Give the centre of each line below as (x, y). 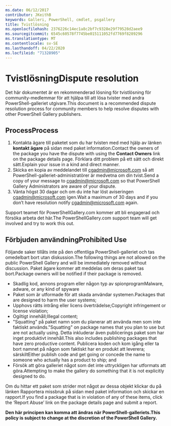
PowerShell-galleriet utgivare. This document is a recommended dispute (81, 104)
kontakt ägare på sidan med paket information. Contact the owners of (86, 148)
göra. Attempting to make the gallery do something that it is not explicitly (88, 371)
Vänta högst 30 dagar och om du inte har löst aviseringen (73, 192)
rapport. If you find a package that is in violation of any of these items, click (84, 397)
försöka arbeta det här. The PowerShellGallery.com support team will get (81, 218)
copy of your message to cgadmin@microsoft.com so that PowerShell (86, 181)
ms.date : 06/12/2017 (27, 10)
